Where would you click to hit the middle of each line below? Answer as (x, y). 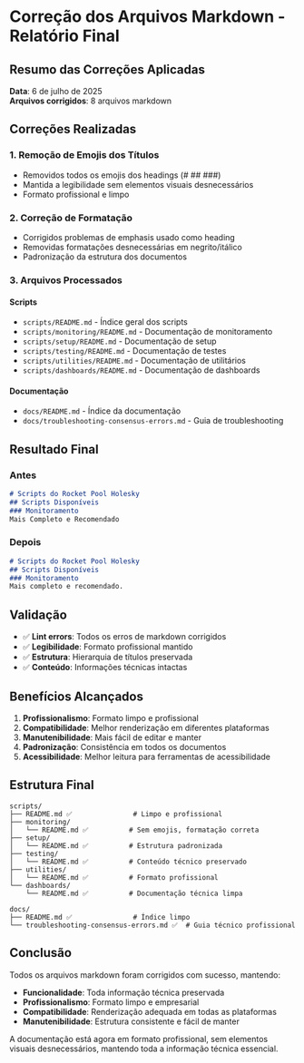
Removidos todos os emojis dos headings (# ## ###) (122, 175)
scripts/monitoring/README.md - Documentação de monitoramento (147, 332)
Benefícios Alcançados (76, 696)
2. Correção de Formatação (71, 218)
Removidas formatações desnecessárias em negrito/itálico (132, 247)
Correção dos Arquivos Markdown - (147, 17)
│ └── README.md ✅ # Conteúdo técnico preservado (128, 862)
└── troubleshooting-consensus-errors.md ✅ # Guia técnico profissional (153, 925)
